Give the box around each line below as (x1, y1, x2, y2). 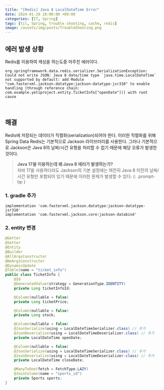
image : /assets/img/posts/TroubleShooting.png (5, 26, 102, 30)
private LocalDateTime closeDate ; (14, 358, 84, 363)
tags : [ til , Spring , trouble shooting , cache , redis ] (5, 21, 117, 26)
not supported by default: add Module (5, 77, 84, 82)
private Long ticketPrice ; (14, 299, 69, 304)
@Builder (5, 249, 23, 254)
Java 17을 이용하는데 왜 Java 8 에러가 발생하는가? (17, 161, 114, 167)
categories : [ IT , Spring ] (5, 16, 58, 21)
